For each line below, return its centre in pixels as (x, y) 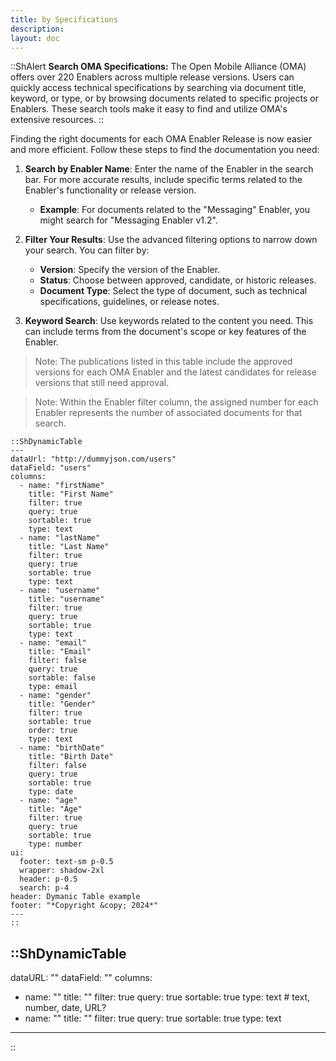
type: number (55, 844)
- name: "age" (48, 801)
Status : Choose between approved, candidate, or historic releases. (178, 280)
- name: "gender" (55, 696)
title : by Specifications (64, 19)
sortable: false (62, 678)
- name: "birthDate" (62, 748)
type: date (51, 792)
